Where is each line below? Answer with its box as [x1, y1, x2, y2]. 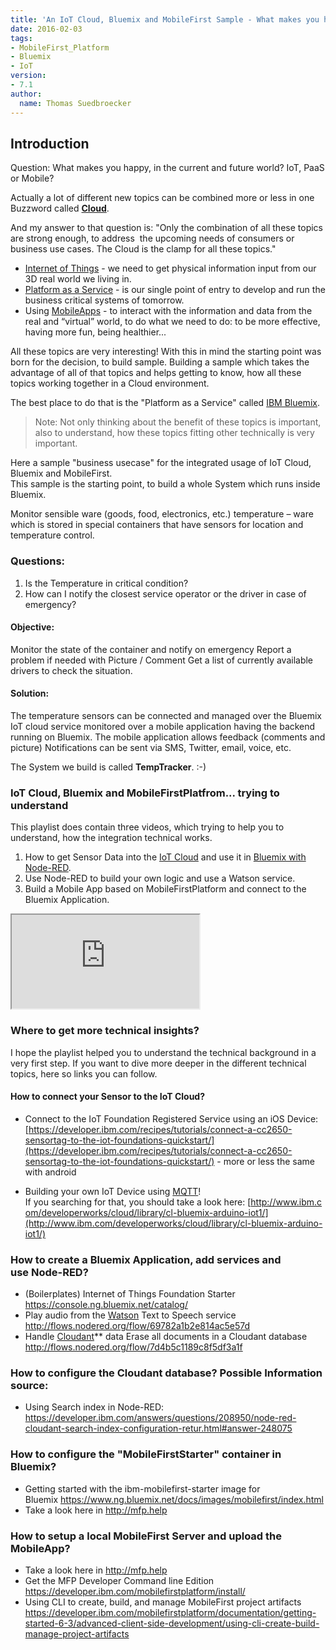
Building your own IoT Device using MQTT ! [24, 1185, 202, 1197]
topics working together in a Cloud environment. [10, 377, 210, 390]
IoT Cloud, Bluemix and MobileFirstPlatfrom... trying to [10, 786, 280, 800]
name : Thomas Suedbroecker [19, 98, 132, 108]
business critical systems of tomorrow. [24, 294, 185, 306]
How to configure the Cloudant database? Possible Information [10, 1366, 323, 1380]
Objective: [10, 621, 55, 633]
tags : [10, 33, 33, 43]
